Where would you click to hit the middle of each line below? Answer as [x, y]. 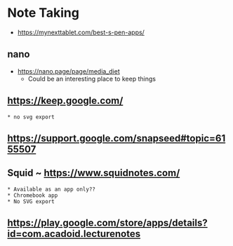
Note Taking [43, 13]
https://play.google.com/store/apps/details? [108, 223]
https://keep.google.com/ [65, 101]
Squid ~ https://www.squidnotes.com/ [94, 173]
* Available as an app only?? [52, 189]
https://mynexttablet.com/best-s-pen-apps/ [81, 32]
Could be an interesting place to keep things [92, 78]
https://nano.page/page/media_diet [69, 71]
